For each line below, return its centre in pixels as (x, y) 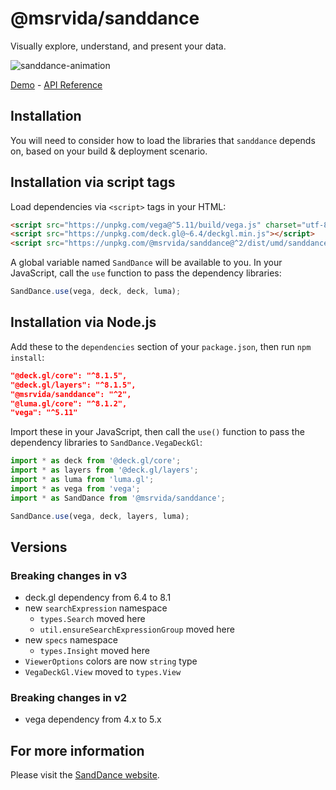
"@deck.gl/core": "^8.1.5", (69, 375)
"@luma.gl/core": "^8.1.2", (69, 403)
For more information (77, 750)
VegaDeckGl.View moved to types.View (103, 672)
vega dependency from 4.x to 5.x (93, 719)
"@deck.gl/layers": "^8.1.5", (73, 385)
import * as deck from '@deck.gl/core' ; (96, 461)
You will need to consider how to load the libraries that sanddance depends (163, 140)
